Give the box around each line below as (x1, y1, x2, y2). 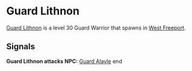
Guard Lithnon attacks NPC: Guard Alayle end (6, 57, 122, 64)
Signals (6, 42, 35, 52)
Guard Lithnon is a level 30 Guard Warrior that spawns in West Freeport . (6, 24, 186, 31)
